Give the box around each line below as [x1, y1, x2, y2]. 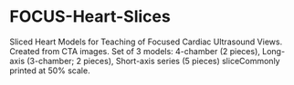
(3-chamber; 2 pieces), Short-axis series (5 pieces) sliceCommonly [26, 55, 280, 66]
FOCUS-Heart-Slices [9, 6, 171, 27]
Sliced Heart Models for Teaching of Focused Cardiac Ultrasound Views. [9, 36, 283, 47]
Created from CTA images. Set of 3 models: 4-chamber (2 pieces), [9, 45, 260, 56]
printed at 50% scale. [9, 65, 90, 76]
